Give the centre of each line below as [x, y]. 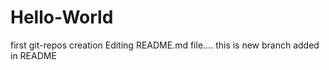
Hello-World [62, 17]
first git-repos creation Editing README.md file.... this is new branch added [165, 45]
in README [33, 55]
